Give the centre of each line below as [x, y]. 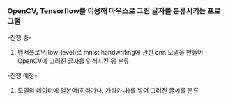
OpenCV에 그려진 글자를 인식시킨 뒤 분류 [73, 61]
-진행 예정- [22, 76]
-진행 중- [20, 38]
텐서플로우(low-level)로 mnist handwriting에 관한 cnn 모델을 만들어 [110, 53]
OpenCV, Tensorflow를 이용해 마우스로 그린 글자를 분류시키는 [107, 10]
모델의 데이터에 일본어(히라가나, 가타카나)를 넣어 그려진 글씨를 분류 [108, 91]
